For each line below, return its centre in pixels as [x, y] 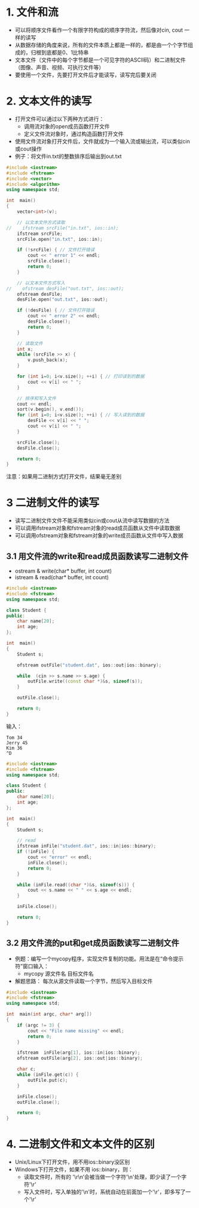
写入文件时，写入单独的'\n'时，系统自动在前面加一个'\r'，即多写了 [105, 1192]
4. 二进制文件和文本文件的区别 [81, 1144]
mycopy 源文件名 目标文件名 [59, 973]
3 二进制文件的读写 [53, 503]
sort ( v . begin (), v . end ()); [50, 409]
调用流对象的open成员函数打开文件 [67, 126]
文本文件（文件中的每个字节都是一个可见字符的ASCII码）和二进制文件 [100, 60]
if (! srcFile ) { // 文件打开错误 [56, 250]
